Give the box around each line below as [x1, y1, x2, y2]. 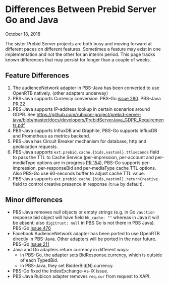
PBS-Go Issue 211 [12, 241, 49, 247]
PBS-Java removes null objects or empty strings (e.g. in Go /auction [12, 209, 155, 215]
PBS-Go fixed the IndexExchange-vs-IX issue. [12, 268, 108, 274]
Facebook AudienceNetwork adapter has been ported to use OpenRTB [12, 230, 160, 236]
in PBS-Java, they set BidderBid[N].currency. [20, 262, 114, 268]
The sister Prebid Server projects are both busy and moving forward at [5, 40, 152, 46]
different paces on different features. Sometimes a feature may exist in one [5, 46, 161, 52]
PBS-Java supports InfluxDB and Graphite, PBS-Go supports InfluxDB [12, 127, 157, 133]
